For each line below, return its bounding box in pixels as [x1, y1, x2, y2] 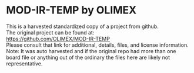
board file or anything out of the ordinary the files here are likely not [6, 54, 170, 61]
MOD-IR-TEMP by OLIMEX [6, 4, 137, 17]
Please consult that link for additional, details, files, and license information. [6, 41, 189, 48]
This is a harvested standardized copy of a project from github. [6, 23, 159, 30]
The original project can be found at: [6, 29, 95, 36]
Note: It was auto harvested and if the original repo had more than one [6, 47, 176, 54]
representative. [6, 60, 43, 67]
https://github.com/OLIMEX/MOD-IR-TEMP [6, 35, 111, 42]
